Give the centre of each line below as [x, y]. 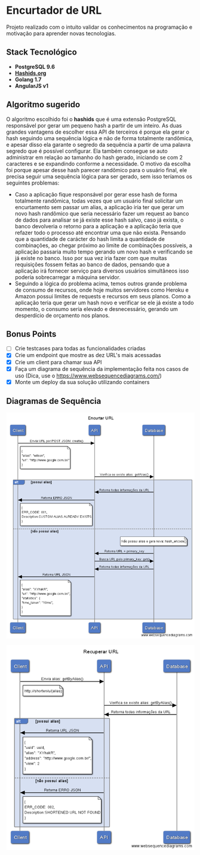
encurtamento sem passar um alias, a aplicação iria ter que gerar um [99, 207]
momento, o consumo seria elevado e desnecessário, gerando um [96, 309]
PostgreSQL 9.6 [35, 67]
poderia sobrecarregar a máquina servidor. [67, 277]
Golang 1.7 [28, 79]
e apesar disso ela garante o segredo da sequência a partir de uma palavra [99, 144]
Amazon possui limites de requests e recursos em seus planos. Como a [103, 296]
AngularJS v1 [32, 86]
